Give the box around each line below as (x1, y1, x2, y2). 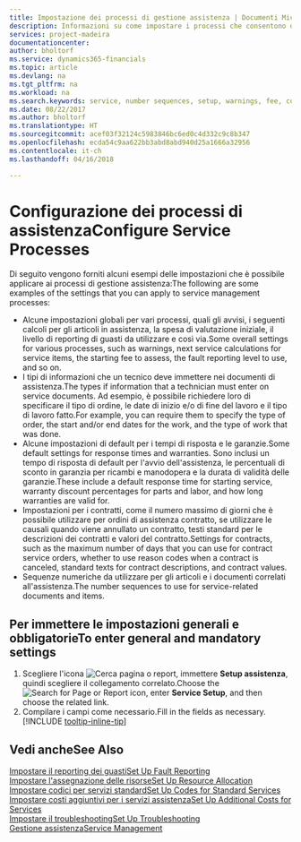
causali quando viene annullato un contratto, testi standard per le (21, 524, 262, 535)
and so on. (21, 362, 62, 373)
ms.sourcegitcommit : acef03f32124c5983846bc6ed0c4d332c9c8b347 (9, 130, 251, 139)
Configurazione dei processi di (9, 201, 244, 221)
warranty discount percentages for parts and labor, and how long (21, 485, 263, 497)
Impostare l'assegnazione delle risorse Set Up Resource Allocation (9, 776, 254, 786)
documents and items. (21, 590, 105, 601)
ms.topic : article (9, 64, 78, 73)
